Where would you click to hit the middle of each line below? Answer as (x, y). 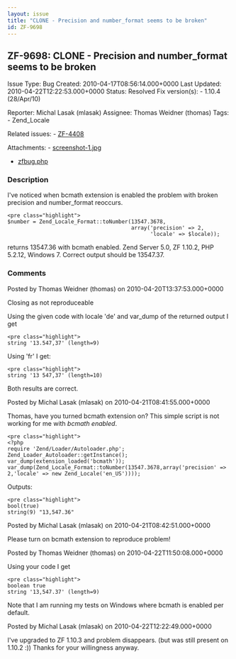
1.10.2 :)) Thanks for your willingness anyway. (73, 647)
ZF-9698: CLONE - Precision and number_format (118, 56)
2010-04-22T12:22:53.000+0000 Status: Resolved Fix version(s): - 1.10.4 (114, 91)
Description (28, 180)
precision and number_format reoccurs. (65, 203)
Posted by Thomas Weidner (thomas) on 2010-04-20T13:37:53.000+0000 (116, 288)
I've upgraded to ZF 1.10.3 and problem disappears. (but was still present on (118, 640)
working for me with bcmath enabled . (62, 423)
